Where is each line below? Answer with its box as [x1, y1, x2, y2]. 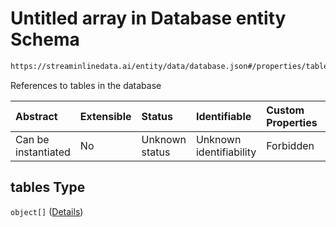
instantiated [15, 145, 71, 159]
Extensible [79, 109, 132, 123]
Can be [15, 132, 50, 146]
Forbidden [266, 138, 315, 152]
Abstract [15, 109, 58, 123]
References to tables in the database [10, 79, 162, 91]
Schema [10, 28, 80, 51]
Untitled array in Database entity [10, 7, 287, 30]
